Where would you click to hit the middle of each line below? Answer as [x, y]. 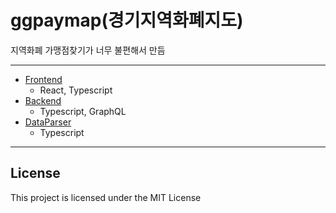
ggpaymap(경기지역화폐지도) [127, 20]
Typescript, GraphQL [83, 111]
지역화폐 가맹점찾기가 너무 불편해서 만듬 [88, 50]
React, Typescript [76, 90]
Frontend [43, 79]
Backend [43, 100]
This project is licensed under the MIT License [106, 197]
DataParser [48, 122]
